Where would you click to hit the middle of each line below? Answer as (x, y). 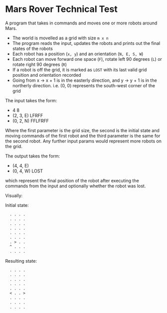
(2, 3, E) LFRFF (28, 115)
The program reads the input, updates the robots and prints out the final (86, 43)
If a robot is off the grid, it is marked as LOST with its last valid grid (80, 70)
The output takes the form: (33, 156)
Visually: (14, 195)
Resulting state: (21, 261)
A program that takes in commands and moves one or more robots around (81, 23)
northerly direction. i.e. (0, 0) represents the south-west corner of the (84, 85)
